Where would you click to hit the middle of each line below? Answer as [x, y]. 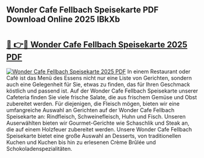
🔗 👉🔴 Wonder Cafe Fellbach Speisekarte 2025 [97, 44]
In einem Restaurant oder [159, 71]
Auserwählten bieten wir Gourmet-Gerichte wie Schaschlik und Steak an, [98, 123]
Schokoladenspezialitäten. [39, 149]
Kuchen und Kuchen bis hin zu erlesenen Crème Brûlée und [81, 142]
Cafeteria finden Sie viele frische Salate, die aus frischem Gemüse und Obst [102, 97]
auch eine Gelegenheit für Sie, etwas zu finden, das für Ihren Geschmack [98, 84]
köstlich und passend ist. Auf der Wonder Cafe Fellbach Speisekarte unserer [102, 91]
